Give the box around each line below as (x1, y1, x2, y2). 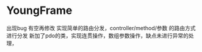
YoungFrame (6, 4, 73, 18)
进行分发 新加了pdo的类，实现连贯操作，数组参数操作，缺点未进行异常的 (6, 31, 189, 39)
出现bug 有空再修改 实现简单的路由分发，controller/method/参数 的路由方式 (6, 24, 197, 31)
